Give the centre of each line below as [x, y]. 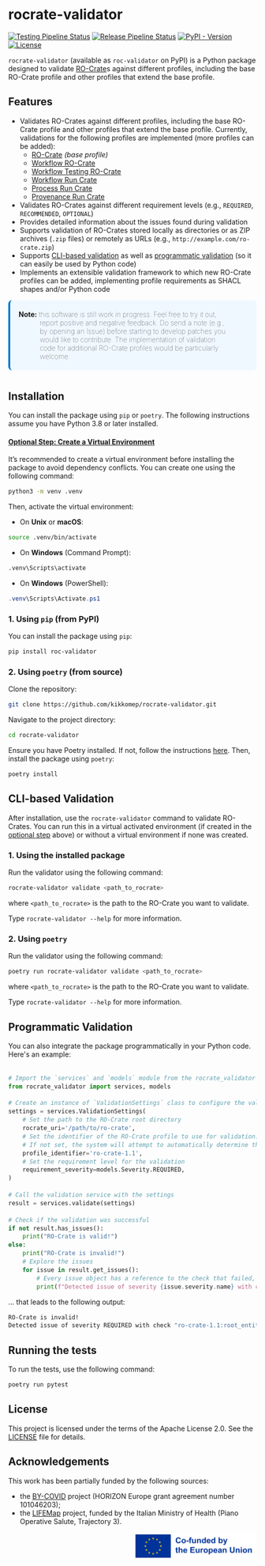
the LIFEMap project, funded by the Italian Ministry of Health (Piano [129, 1513]
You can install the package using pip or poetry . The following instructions [129, 415]
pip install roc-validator [52, 652]
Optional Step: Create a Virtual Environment [82, 441]
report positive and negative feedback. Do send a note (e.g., [132, 323]
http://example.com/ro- [211, 239]
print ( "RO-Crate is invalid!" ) [74, 1254]
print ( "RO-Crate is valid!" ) [70, 1237]
